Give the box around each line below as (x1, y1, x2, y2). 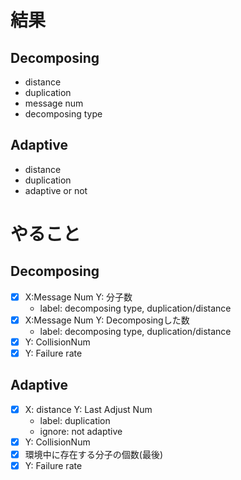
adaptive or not (24, 184, 88, 196)
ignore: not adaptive (39, 425, 123, 437)
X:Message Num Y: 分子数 (24, 291, 133, 303)
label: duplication (39, 414, 111, 426)
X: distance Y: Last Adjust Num (24, 403, 153, 415)
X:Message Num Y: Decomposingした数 (24, 314, 190, 326)
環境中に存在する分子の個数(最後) (24, 449, 163, 460)
